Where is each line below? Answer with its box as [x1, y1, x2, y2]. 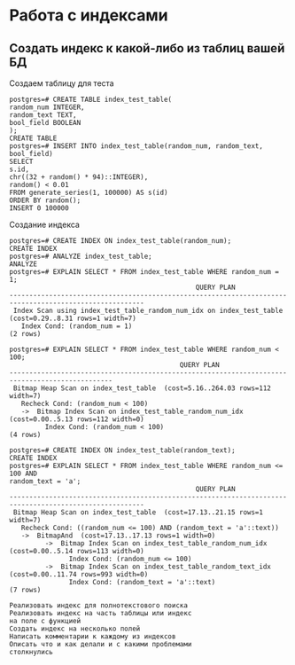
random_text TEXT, [9, 111, 77, 120]
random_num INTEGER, [9, 103, 86, 112]
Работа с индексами [9, 5, 168, 26]
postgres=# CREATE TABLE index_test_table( [9, 95, 173, 104]
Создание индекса [9, 219, 80, 230]
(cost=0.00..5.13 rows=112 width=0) [9, 415, 144, 424]
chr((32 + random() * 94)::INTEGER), [9, 173, 149, 182]
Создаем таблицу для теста [9, 78, 114, 89]
